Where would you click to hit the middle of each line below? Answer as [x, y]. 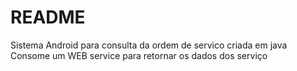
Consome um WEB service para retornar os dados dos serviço [139, 55]
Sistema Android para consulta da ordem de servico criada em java [149, 45]
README [48, 17]
